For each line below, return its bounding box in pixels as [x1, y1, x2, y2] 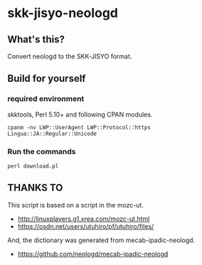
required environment [7, 94, 85, 104]
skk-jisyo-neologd [7, 5, 119, 21]
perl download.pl [7, 162, 59, 170]
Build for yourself [7, 72, 86, 85]
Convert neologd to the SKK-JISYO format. [7, 52, 132, 60]
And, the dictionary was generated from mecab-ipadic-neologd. [7, 236, 196, 244]
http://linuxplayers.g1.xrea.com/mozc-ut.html [17, 215, 150, 223]
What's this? [7, 33, 65, 45]
